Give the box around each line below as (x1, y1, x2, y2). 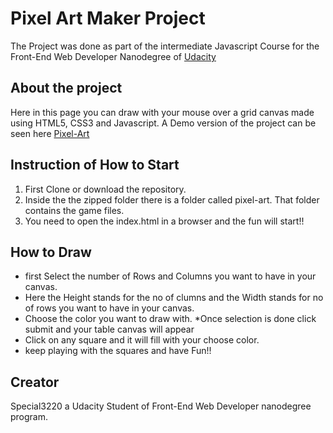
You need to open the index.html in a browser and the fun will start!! (24, 215, 305, 227)
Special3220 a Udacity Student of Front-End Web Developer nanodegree (10, 400, 312, 412)
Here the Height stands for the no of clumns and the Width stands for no (24, 292, 324, 304)
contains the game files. (24, 204, 125, 216)
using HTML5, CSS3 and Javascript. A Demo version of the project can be (10, 117, 317, 129)
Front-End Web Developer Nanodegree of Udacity (10, 50, 217, 62)
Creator (10, 373, 60, 391)
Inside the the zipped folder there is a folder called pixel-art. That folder (24, 193, 320, 206)
